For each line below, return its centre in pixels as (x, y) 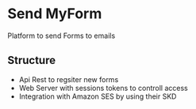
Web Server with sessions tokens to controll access (103, 88)
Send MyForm (55, 14)
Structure (32, 60)
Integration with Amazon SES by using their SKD (98, 96)
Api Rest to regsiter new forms (69, 79)
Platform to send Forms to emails (61, 36)
